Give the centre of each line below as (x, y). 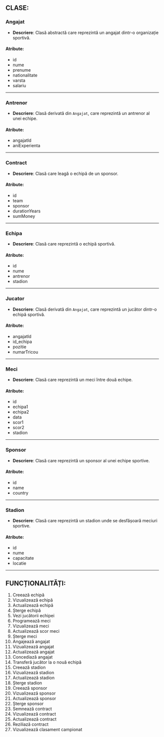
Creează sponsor (30, 688)
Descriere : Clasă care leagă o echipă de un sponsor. (65, 173)
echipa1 (20, 407)
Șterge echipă (27, 610)
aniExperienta (26, 146)
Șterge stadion (27, 683)
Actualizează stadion (34, 678)
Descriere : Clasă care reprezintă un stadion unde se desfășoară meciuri (85, 521)
